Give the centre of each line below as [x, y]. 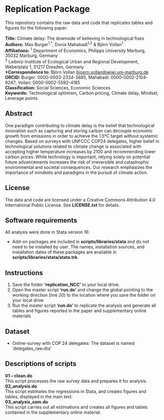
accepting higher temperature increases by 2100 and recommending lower [80, 151]
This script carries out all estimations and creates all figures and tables [76, 407]
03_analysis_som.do [26, 402]
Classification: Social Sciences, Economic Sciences [58, 87]
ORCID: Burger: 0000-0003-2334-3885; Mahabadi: [58, 77]
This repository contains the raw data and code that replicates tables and [79, 23]
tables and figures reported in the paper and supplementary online [79, 311]
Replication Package [48, 9]
